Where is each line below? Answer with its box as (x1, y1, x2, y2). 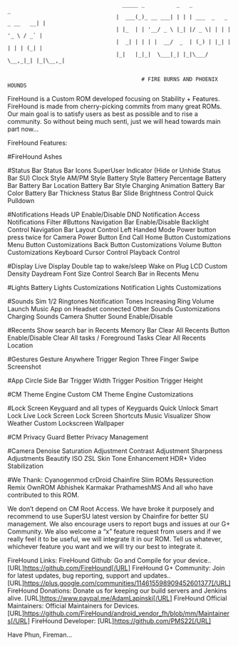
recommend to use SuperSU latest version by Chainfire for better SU (7, 512, 209, 521)
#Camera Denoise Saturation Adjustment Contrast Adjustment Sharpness (7, 447, 223, 455)
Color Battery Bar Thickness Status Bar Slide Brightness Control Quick (7, 189, 214, 197)
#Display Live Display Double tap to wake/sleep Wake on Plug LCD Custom (7, 262, 228, 270)
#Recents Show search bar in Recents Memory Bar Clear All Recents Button (7, 326, 230, 334)
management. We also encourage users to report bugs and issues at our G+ (7, 520, 231, 528)
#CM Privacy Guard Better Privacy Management (7, 433, 149, 441)
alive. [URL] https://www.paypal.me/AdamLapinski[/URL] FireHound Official (7, 594, 227, 603)
